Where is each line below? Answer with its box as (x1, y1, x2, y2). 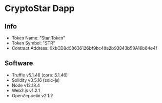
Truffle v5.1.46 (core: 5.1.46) (11, 72, 68, 78)
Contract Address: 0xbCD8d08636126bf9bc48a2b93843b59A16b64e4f (11, 45, 157, 51)
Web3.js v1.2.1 (11, 88, 40, 93)
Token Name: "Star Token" (11, 35, 65, 41)
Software (4, 59, 33, 68)
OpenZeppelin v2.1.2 (11, 92, 53, 98)
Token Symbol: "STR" (11, 40, 56, 46)
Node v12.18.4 (11, 82, 40, 88)
